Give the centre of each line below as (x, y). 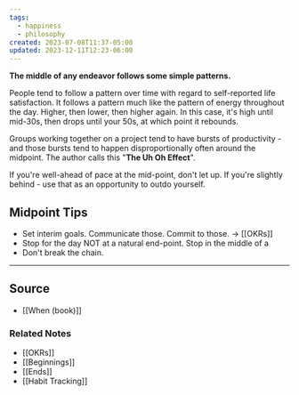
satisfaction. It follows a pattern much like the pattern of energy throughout (147, 102)
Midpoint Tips (48, 212)
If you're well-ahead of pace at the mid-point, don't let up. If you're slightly (146, 175)
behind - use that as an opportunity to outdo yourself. (108, 184)
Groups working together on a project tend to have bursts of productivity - (145, 139)
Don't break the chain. (63, 252)
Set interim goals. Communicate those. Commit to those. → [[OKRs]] (147, 233)
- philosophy (41, 34)
